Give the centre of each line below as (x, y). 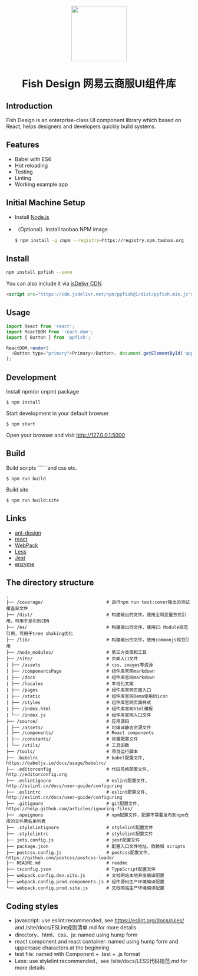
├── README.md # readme (67, 863)
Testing (24, 172)
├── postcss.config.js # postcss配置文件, (78, 853)
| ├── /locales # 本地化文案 (70, 684)
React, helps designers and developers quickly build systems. (81, 126)
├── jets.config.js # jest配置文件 (73, 840)
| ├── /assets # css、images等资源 (80, 665)
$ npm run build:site (33, 500)
